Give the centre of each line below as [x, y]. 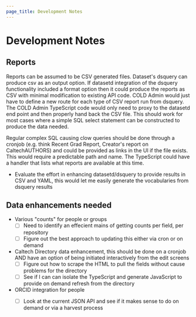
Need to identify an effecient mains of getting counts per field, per [103, 226]
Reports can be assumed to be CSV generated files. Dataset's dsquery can [97, 76]
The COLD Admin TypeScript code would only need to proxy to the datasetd [98, 108]
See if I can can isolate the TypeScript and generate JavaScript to [103, 276]
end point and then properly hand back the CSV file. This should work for [94, 114]
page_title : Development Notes [44, 11]
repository [36, 232]
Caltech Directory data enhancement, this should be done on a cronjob [100, 251]
